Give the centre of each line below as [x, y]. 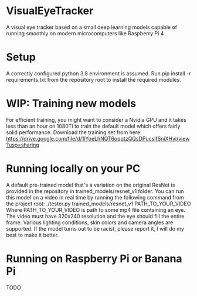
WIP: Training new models [71, 104]
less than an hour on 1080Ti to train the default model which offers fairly [93, 126]
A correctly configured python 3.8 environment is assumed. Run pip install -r [98, 73]
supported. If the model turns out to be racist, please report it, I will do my [95, 228]
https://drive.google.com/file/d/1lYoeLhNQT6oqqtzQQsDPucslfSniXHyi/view [98, 138]
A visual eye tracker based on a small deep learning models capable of [92, 27]
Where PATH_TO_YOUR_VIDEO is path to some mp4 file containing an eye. [96, 209]
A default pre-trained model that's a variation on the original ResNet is [91, 185]
